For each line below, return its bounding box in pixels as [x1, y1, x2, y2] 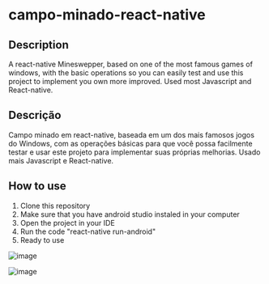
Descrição [8, 108, 62, 122]
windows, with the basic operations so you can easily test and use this [8, 68, 244, 78]
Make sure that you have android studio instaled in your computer [19, 209, 241, 219]
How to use [8, 180, 66, 193]
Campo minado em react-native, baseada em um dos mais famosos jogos [8, 129, 255, 139]
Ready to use [19, 235, 65, 244]
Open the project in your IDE [19, 218, 115, 227]
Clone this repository [19, 201, 91, 210]
